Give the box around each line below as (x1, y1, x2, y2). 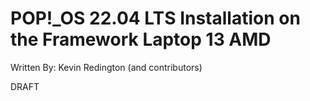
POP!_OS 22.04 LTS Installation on (10, 7, 301, 30)
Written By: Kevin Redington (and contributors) (10, 61, 203, 73)
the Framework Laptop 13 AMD (10, 28, 272, 51)
